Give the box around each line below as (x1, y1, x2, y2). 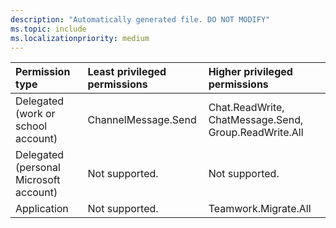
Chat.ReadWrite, (208, 101, 285, 115)
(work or (15, 107, 56, 121)
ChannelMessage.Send (87, 113, 197, 127)
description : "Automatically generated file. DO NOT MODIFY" (10, 14, 271, 25)
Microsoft (15, 173, 61, 187)
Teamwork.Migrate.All (208, 202, 312, 216)
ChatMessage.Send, (208, 113, 304, 127)
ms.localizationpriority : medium (10, 33, 150, 43)
